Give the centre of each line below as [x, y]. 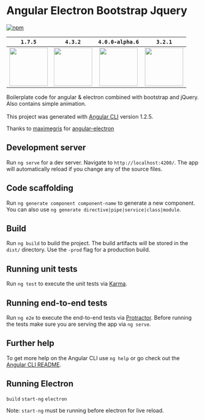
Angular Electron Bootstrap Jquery [97, 11]
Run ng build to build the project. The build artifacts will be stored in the [97, 243]
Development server [46, 148]
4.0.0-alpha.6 [119, 42]
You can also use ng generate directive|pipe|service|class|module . [94, 209]
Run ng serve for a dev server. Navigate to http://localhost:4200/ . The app [102, 162]
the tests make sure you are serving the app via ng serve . [79, 324]
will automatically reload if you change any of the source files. [84, 169]
